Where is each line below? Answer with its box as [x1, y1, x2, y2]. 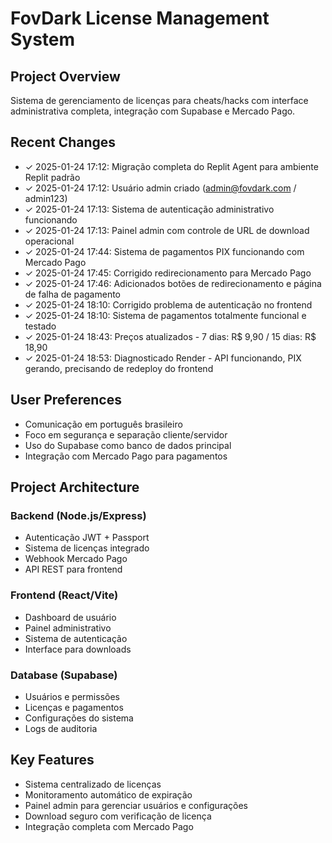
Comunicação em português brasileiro [24, 418, 183, 430]
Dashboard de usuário [24, 611, 117, 623]
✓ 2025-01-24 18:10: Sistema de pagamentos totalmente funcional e [24, 309, 307, 321]
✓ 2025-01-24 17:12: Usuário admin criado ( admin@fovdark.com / [24, 182, 297, 194]
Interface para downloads [24, 643, 132, 655]
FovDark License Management [10, 7, 270, 30]
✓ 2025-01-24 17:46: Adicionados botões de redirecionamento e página [24, 277, 322, 289]
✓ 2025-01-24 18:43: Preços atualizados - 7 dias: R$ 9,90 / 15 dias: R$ [24, 330, 317, 342]
